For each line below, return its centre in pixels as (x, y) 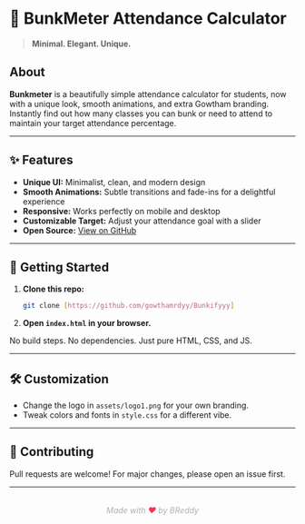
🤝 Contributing (52, 452)
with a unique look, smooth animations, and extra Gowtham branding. (139, 104)
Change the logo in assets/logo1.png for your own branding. (136, 405)
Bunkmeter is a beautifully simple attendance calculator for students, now (148, 94)
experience (44, 201)
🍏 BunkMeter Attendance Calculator (148, 19)
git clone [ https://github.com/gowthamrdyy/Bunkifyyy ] (128, 306)
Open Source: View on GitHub (79, 230)
